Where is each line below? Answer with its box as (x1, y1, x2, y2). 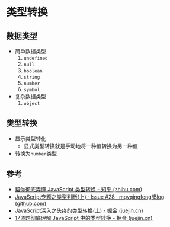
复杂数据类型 (14, 93, 46, 100)
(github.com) (14, 200, 47, 207)
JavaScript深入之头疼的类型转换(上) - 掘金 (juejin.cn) (14, 207, 143, 214)
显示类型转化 (14, 135, 46, 142)
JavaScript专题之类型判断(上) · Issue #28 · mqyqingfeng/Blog (14, 193, 165, 200)
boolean (23, 68, 43, 74)
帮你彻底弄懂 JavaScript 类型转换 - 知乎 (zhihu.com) (14, 186, 143, 193)
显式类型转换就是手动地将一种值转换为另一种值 (23, 142, 138, 149)
